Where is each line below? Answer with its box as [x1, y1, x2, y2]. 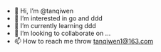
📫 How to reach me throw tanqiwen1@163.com [14, 37, 154, 45]
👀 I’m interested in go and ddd [14, 14, 103, 22]
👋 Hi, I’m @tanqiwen [14, 7, 73, 15]
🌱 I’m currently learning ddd [14, 22, 96, 30]
